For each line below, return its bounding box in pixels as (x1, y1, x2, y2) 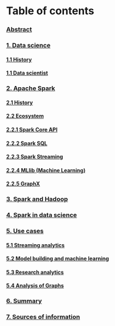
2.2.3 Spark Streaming (6, 153, 63, 161)
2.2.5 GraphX (6, 180, 40, 187)
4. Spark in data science (6, 211, 77, 219)
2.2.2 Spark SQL (6, 139, 47, 146)
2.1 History (6, 99, 33, 106)
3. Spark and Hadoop (6, 195, 68, 203)
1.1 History (6, 56, 32, 63)
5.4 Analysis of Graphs (6, 282, 64, 289)
